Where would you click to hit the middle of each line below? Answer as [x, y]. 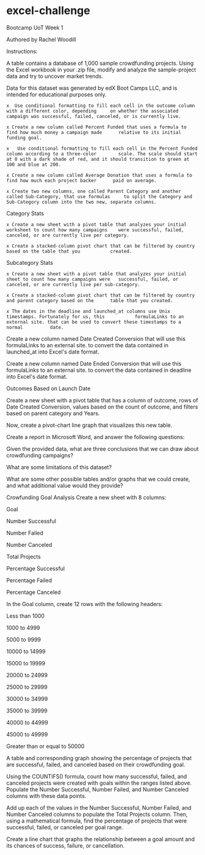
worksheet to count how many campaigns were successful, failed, [95, 230]
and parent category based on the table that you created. [90, 300]
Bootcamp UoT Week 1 [35, 28]
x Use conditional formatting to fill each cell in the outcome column [101, 105]
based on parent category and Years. [53, 413]
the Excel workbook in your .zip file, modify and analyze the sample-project [101, 69]
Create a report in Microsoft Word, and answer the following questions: [95, 437]
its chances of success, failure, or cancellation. [66, 845]
